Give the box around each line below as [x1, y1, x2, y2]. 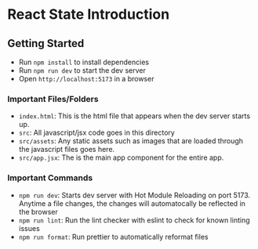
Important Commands [7, 172, 93, 183]
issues [18, 223, 40, 233]
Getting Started [7, 37, 85, 50]
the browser [18, 207, 58, 216]
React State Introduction [7, 5, 170, 23]
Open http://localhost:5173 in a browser [18, 74, 154, 83]
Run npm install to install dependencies [18, 57, 150, 67]
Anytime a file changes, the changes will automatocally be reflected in [18, 198, 246, 208]
